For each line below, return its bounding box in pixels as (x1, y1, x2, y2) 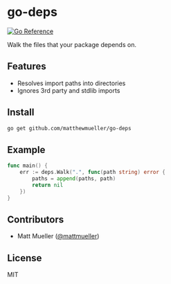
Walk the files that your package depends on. (7, 40, 137, 48)
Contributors (7, 213, 64, 225)
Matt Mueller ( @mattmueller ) (17, 232, 100, 240)
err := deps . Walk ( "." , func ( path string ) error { (19, 169, 166, 176)
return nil (32, 181, 64, 188)
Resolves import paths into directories (17, 79, 126, 87)
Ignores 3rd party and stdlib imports (17, 86, 120, 94)
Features (7, 60, 46, 73)
